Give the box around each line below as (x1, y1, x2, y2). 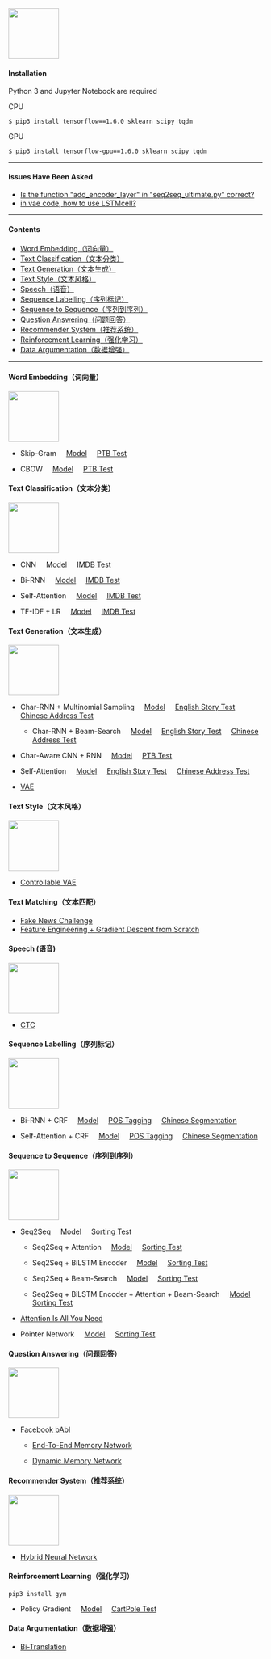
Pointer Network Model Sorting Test (19, 1329, 156, 1339)
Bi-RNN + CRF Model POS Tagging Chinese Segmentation (19, 1116, 238, 1125)
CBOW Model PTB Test (19, 464, 114, 474)
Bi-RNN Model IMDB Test (19, 576, 121, 585)
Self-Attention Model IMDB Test (19, 591, 141, 601)
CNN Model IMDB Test (19, 559, 111, 569)
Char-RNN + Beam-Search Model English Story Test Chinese (31, 727, 259, 737)
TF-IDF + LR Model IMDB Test (19, 606, 135, 617)
